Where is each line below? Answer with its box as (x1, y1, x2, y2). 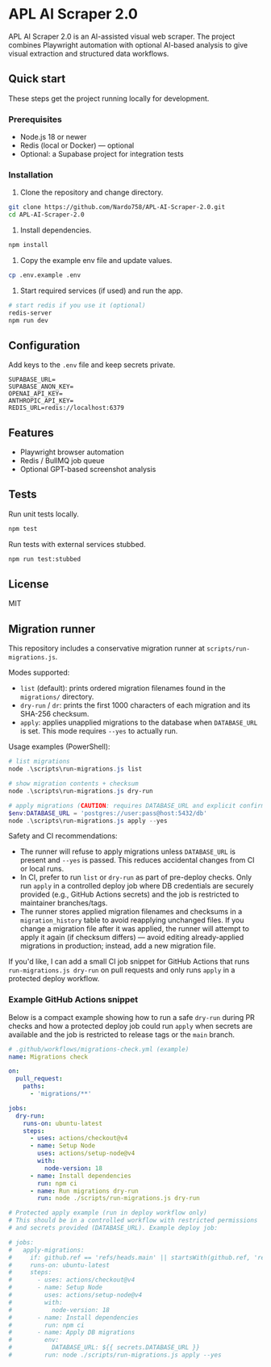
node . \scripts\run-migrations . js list (8, 765, 143, 773)
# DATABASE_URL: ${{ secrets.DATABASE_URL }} (8, 1344, 200, 1352)
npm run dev (8, 316, 48, 324)
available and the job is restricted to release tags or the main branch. (8, 1030, 236, 1039)
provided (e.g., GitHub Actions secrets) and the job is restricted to (19, 889, 240, 900)
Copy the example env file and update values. (19, 255, 173, 265)
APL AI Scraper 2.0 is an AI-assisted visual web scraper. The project (8, 31, 236, 41)
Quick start (8, 72, 66, 86)
